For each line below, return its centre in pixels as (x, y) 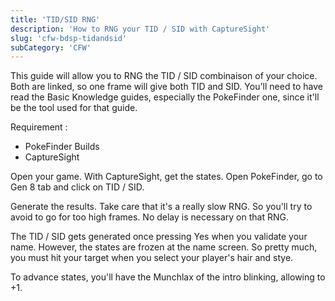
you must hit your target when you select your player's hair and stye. (152, 258)
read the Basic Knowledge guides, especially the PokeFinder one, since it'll (165, 97)
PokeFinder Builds (62, 147)
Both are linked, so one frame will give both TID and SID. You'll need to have (166, 87)
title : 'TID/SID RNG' (55, 19)
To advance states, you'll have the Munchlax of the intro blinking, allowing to (168, 277)
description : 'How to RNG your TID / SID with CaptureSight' (140, 29)
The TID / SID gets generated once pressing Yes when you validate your (159, 237)
